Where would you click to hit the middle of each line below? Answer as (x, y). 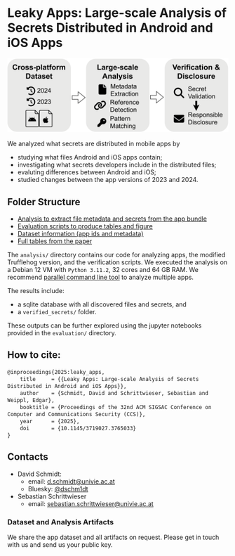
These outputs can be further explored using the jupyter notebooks (105, 325)
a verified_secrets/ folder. (57, 312)
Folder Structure (44, 202)
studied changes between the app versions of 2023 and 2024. (108, 180)
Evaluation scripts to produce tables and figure (85, 226)
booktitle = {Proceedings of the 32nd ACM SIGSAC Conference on (116, 407)
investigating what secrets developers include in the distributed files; (117, 165)
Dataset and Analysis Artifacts (61, 522)
